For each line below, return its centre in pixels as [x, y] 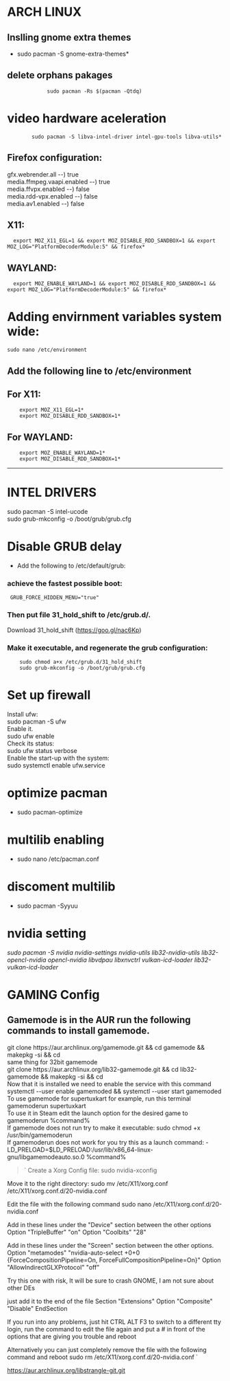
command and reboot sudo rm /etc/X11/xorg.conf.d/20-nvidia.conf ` [103, 1357]
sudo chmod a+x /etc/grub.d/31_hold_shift [81, 662]
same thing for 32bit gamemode [52, 1062]
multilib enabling [56, 840]
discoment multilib [61, 886]
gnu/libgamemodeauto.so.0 [46, 1157]
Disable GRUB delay [64, 547]
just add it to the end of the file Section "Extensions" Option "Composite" [110, 1301]
